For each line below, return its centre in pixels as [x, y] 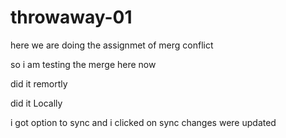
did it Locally [36, 103]
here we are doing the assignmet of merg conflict [112, 45]
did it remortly [39, 83]
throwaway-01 [71, 17]
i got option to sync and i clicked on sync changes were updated [143, 122]
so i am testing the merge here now [83, 64]
